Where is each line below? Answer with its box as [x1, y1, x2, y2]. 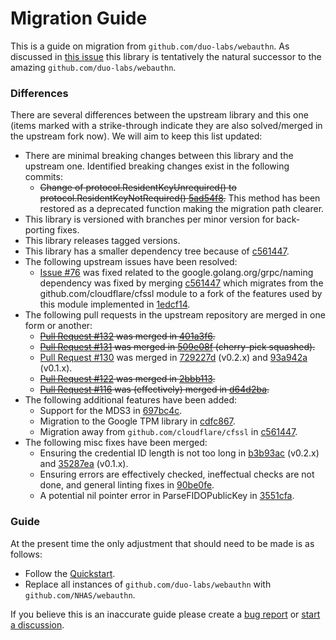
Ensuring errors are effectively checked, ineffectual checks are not [39, 468, 315, 481]
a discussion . [10, 618, 65, 631]
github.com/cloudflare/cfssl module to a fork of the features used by [39, 288, 323, 300]
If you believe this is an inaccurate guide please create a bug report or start [10, 608, 321, 620]
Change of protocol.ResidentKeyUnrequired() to [39, 182, 237, 194]
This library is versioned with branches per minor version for [24, 213, 275, 226]
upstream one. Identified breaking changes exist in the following [24, 160, 290, 172]
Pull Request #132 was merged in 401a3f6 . [39, 330, 216, 342]
